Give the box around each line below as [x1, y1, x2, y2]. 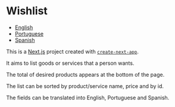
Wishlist [6, 4, 48, 18]
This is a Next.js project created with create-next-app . [6, 48, 139, 55]
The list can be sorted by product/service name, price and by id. [6, 82, 164, 90]
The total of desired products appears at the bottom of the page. [6, 71, 165, 78]
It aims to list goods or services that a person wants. [6, 59, 135, 67]
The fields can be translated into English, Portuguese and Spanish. [6, 94, 170, 101]
